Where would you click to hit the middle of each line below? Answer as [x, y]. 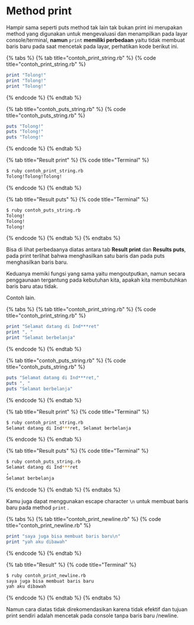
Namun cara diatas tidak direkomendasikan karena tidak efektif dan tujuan [97, 610]
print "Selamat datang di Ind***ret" [53, 327]
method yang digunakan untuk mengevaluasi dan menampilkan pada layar [97, 33]
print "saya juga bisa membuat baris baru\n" [63, 536]
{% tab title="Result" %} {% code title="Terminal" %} [71, 564]
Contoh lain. [21, 298]
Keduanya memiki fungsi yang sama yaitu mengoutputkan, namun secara [96, 274]
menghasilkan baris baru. [37, 262]
